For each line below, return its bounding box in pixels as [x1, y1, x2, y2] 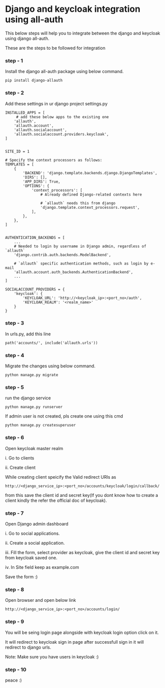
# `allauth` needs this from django [40, 200, 116, 205]
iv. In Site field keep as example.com [5, 564, 79, 570]
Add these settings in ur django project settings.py [5, 100, 108, 106]
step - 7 [5, 510, 24, 517]
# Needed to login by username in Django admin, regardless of [14, 244, 147, 249]
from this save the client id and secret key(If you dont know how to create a [5, 492, 159, 498]
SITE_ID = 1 [5, 149, 30, 154]
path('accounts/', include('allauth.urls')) [5, 340, 98, 345]
